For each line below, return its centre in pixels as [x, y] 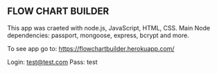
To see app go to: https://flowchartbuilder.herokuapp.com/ [91, 48]
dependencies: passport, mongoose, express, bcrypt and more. [98, 35]
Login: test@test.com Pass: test [52, 62]
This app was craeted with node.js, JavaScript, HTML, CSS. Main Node [108, 28]
